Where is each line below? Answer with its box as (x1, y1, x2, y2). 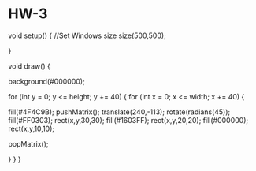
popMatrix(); (8, 139, 49, 148)
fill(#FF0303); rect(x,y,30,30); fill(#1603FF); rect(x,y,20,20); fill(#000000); (8, 115, 249, 125)
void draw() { (8, 61, 51, 71)
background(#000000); (8, 76, 85, 86)
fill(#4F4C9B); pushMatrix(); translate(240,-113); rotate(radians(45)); (8, 107, 231, 117)
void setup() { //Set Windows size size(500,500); (8, 31, 167, 40)
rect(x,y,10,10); (8, 124, 55, 133)
